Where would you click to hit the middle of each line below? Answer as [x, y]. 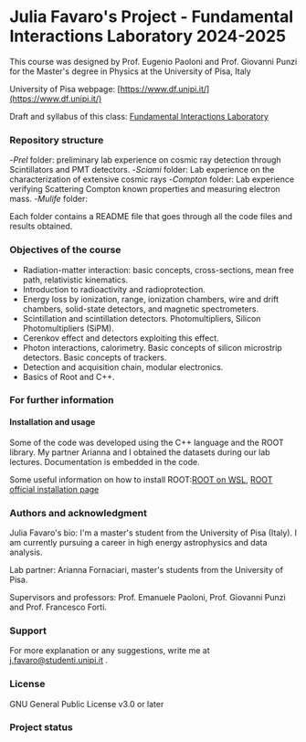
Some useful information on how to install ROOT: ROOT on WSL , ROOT [141, 479]
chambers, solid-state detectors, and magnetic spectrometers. [140, 309]
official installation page [54, 489]
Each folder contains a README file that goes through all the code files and [151, 217]
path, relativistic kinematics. [75, 280]
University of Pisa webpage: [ [65, 89]
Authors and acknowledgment [79, 513]
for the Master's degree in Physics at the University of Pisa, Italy [130, 71]
